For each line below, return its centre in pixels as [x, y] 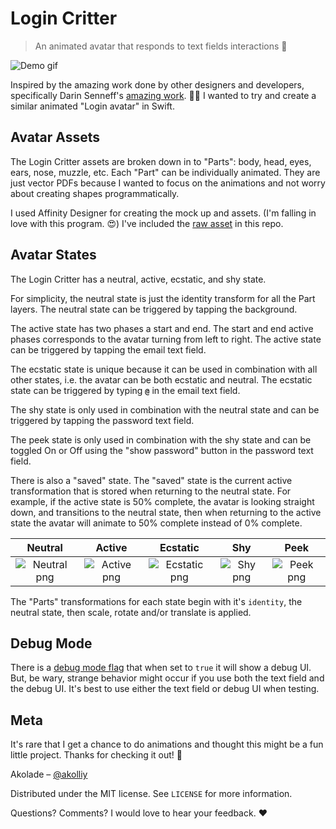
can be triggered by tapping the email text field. [108, 349]
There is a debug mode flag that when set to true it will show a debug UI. [161, 668]
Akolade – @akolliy [49, 774]
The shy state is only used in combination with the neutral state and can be [165, 409]
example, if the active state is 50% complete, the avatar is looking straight [162, 501]
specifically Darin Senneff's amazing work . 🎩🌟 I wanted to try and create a [163, 95]
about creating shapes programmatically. [95, 193]
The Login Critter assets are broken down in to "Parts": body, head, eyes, [161, 161]
